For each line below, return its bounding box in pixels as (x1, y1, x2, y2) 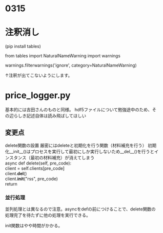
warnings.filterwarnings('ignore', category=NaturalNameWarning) (5, 62, 137, 69)
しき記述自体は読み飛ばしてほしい (18, 113, 86, 119)
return (5, 181, 18, 186)
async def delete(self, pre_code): (5, 160, 72, 166)
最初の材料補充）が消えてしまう (30, 155, 95, 161)
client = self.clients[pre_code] (5, 165, 65, 171)
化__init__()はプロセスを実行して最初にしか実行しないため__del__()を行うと (5, 148, 155, 154)
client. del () (5, 170, 27, 176)
